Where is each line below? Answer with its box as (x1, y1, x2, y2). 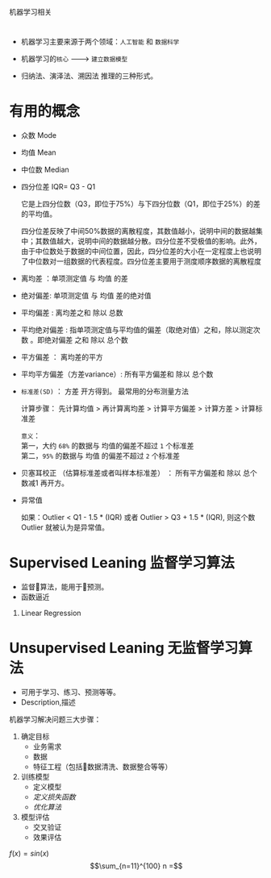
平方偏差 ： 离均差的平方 (20, 352, 103, 362)
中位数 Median (20, 164, 69, 175)
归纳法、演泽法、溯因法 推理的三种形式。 (20, 71, 158, 81)
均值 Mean (20, 148, 56, 157)
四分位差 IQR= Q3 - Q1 (20, 182, 96, 192)
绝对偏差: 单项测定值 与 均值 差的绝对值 (20, 291, 152, 301)
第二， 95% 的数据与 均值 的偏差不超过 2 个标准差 (20, 451, 181, 461)
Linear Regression (20, 608, 81, 618)
